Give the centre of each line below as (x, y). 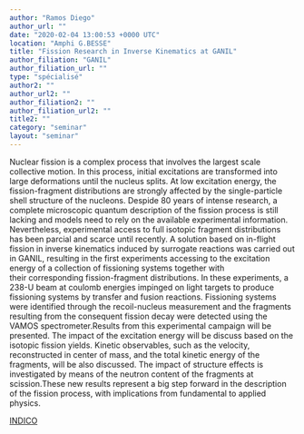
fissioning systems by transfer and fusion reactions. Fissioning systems (143, 297)
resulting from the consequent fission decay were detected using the (138, 316)
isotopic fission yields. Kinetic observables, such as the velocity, (130, 345)
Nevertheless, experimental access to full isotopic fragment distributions (145, 229)
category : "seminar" (49, 128)
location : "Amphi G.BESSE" (60, 43)
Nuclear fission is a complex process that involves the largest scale (135, 162)
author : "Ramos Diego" (52, 18)
